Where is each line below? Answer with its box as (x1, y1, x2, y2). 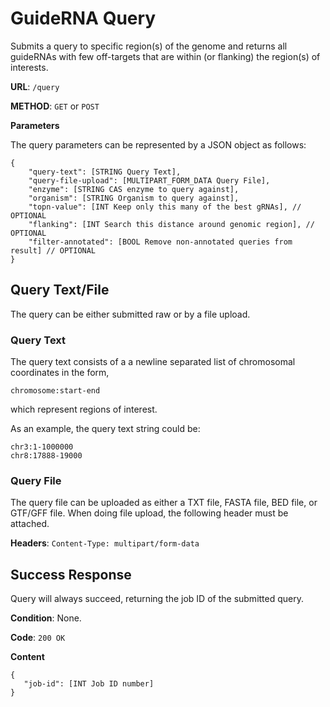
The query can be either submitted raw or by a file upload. (10, 308, 251, 320)
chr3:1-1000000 (10, 442, 74, 452)
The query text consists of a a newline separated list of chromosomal (10, 356, 296, 368)
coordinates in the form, (10, 367, 110, 379)
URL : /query (10, 80, 60, 92)
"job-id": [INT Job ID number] (23, 679, 155, 689)
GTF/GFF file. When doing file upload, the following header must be (10, 507, 289, 519)
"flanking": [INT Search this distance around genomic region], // (28, 219, 315, 229)
